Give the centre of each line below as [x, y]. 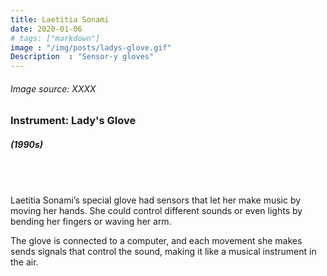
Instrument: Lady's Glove [73, 121]
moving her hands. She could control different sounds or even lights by [156, 210]
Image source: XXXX [53, 88]
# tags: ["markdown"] [55, 38]
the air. [24, 262]
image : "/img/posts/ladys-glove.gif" [91, 47]
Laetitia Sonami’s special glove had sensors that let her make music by [156, 200]
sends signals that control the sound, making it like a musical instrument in [163, 251]
